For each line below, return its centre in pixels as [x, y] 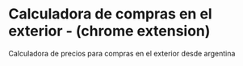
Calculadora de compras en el [110, 14]
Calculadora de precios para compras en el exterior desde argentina [122, 53]
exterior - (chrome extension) [109, 31]
